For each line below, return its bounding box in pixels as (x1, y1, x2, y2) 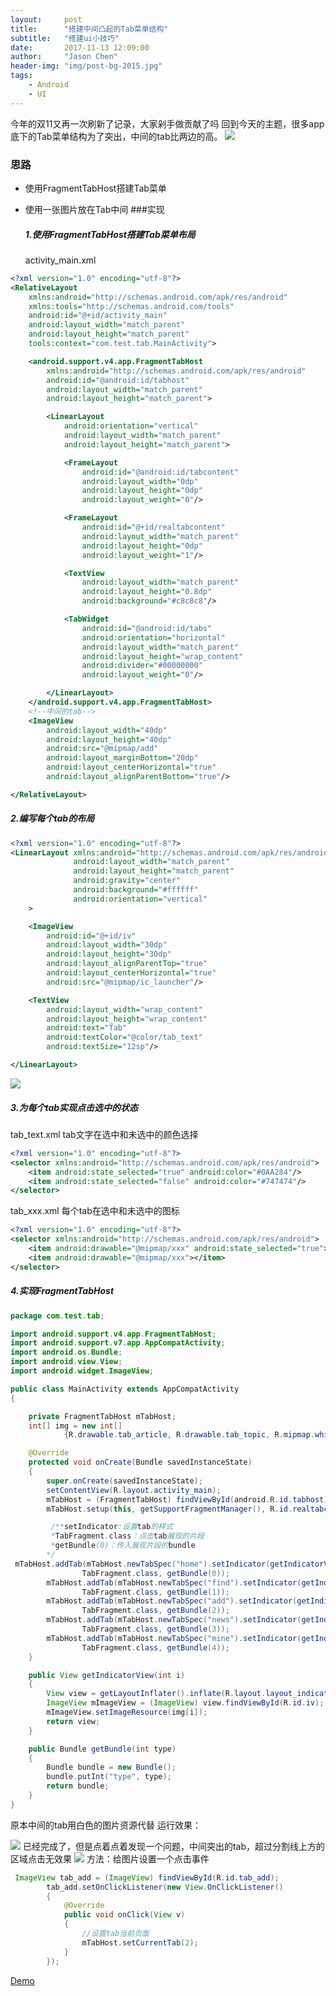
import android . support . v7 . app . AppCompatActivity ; (10, 1338, 226, 1348)
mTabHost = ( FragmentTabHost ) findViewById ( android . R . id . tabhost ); (46, 1494, 333, 1505)
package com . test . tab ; (10, 1311, 105, 1321)
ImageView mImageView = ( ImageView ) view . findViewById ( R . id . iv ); (46, 1698, 325, 1708)
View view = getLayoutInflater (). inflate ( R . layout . (46, 1689, 267, 1699)
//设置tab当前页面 (81, 1929, 150, 1939)
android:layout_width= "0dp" (81, 476, 199, 486)
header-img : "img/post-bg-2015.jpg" (10, 61, 163, 71)
